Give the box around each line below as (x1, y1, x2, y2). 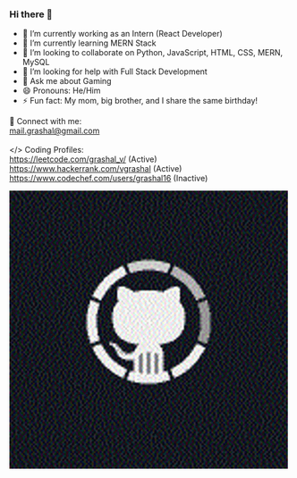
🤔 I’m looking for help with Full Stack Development (21, 66, 208, 77)
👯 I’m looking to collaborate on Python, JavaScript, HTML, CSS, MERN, (21, 47, 284, 58)
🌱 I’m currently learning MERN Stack (21, 38, 157, 48)
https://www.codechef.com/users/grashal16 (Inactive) (9, 173, 208, 184)
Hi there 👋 (9, 8, 54, 21)
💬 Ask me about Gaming (21, 76, 112, 87)
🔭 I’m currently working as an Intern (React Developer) (21, 29, 224, 39)
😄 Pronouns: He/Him (21, 85, 101, 96)
